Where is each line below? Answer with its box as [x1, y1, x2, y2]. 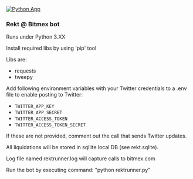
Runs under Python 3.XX [6, 33, 66, 40]
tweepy [14, 74, 33, 81]
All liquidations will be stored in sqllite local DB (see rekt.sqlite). [6, 144, 159, 151]
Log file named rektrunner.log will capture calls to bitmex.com [6, 155, 155, 162]
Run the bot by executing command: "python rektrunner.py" [6, 167, 151, 174]
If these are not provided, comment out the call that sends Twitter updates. [6, 132, 187, 140]
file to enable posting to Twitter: [6, 91, 83, 98]
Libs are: [6, 56, 28, 63]
